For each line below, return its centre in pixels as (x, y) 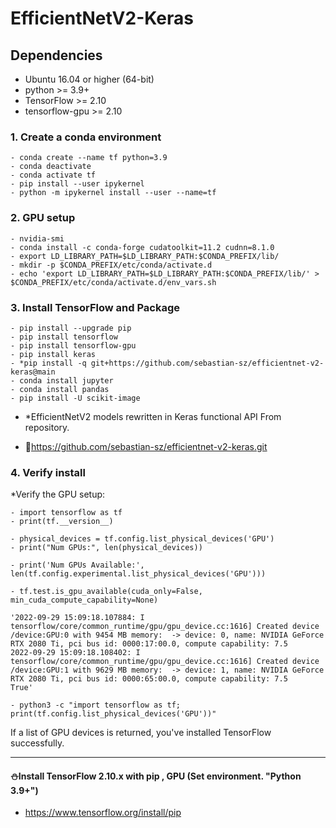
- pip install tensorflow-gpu (73, 345)
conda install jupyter (66, 380)
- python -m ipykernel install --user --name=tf (113, 193)
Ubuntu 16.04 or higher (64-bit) (89, 79)
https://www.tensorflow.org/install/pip (103, 813)
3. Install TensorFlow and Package (95, 307)
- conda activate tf (53, 175)
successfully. (37, 743)
